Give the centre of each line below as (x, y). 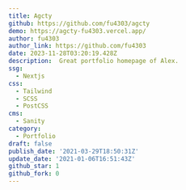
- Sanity (30, 121)
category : (25, 129)
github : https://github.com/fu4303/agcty (79, 23)
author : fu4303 (34, 38)
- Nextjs (30, 76)
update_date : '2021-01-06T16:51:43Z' (72, 158)
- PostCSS (32, 106)
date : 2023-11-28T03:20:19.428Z (63, 53)
